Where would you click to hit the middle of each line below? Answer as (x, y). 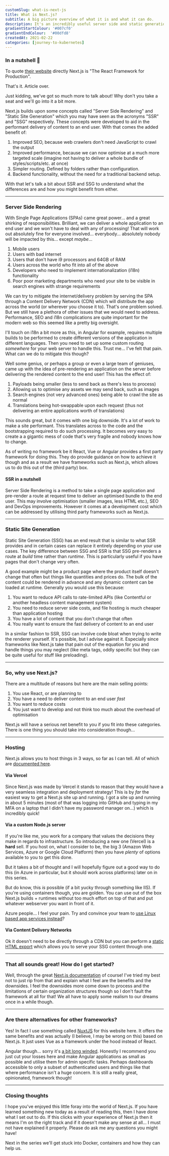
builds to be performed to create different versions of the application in (79, 338)
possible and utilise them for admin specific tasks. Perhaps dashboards (79, 1062)
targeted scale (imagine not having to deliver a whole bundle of (78, 158)
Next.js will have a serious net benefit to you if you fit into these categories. (83, 725)
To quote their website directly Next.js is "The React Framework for (75, 71)
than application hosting (37, 613)
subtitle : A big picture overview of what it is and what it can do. (80, 19)
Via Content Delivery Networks (38, 930)
